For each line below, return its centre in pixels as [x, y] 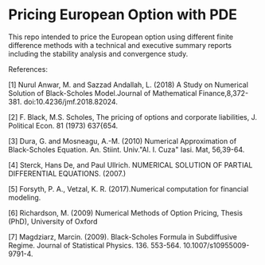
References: [28, 69]
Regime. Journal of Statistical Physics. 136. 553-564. [95, 245]
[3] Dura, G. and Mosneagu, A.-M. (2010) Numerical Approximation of [123, 140]
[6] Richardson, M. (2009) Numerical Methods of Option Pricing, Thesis [125, 212]
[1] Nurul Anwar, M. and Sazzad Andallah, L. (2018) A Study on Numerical [129, 85]
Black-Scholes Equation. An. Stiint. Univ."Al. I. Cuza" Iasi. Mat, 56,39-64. [127, 149]
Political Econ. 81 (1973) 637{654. [63, 125]
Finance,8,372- [224, 93]
